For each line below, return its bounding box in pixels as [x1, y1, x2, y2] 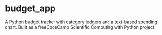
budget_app [5, 3, 56, 14]
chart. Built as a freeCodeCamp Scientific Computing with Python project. [5, 24, 156, 30]
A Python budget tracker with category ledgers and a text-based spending [5, 19, 158, 25]
